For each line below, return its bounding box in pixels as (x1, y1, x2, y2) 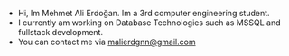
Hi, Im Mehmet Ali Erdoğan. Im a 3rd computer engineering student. (17, 8, 270, 18)
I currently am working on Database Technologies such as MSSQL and (17, 17, 281, 28)
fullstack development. (17, 27, 104, 37)
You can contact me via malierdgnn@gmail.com (17, 36, 196, 47)
